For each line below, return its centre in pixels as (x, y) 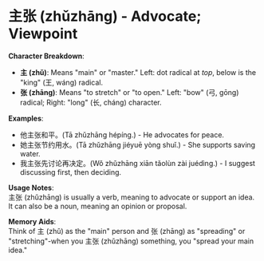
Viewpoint (43, 34)
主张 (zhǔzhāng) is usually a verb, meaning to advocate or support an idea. (132, 197)
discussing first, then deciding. (71, 172)
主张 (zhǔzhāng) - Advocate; (105, 16)
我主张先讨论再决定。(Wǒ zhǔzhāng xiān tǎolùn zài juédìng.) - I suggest (137, 163)
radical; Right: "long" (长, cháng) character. (91, 102)
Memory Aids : (32, 221)
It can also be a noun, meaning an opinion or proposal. (98, 206)
